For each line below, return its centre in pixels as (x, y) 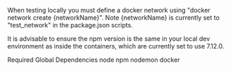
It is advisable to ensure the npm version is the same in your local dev (109, 39)
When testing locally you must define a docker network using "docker (109, 10)
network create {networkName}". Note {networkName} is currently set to (114, 18)
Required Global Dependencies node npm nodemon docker (94, 60)
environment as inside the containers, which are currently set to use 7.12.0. (116, 46)
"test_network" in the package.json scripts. (70, 25)
